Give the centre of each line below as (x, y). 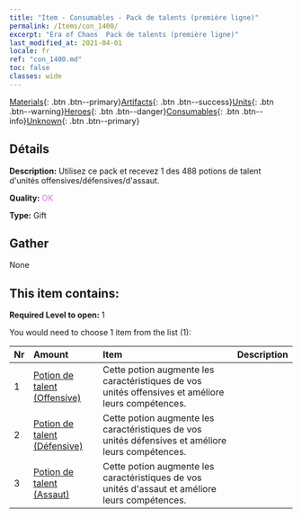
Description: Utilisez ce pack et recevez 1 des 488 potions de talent (135, 171)
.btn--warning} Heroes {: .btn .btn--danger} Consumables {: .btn (124, 111)
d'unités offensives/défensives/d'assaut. (84, 180)
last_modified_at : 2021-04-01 (66, 43)
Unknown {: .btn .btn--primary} (83, 121)
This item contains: (64, 293)
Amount (51, 354)
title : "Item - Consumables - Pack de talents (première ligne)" (134, 18)
